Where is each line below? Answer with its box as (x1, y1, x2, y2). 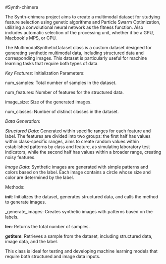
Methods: (5, 184, 25, 190)
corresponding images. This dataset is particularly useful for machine (5, 55, 147, 61)
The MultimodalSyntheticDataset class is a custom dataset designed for (5, 45, 152, 50)
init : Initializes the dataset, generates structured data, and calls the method (5, 194, 159, 199)
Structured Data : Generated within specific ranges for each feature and (5, 128, 151, 134)
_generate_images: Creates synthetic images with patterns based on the (5, 209, 153, 214)
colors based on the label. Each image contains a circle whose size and (5, 169, 151, 175)
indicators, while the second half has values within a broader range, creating (5, 149, 162, 155)
